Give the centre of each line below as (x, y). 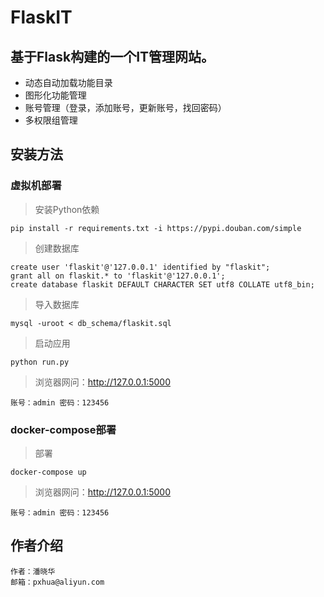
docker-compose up (48, 472)
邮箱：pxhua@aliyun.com (57, 582)
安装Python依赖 (67, 209)
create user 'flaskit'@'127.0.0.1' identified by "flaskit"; (140, 267)
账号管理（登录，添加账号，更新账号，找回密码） (125, 107)
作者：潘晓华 (33, 571)
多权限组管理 (51, 120)
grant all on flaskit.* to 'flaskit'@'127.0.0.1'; (118, 276)
